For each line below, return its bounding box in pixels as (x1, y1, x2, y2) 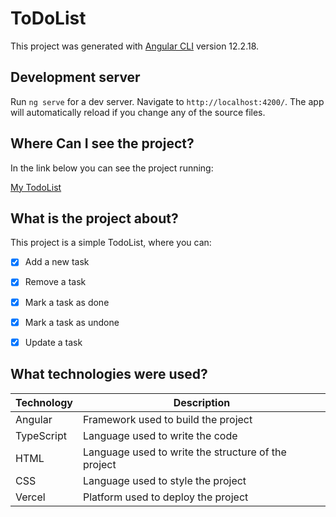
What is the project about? (10, 210, 179, 227)
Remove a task (24, 276, 87, 288)
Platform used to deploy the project (83, 490, 249, 504)
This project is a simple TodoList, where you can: (10, 237, 212, 249)
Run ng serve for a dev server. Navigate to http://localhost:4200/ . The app (10, 95, 325, 107)
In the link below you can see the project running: (10, 162, 214, 174)
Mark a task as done (24, 296, 110, 308)
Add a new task (24, 256, 90, 268)
